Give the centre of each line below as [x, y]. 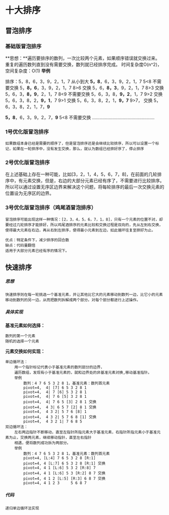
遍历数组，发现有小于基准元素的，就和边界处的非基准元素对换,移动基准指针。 [83, 373]
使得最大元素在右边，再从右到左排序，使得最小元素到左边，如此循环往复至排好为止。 [80, 230]
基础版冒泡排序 [23, 46]
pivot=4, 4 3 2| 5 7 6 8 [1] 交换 [60, 417]
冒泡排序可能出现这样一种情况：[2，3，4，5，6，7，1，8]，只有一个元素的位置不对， [82, 219]
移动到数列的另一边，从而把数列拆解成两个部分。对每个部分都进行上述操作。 [73, 300]
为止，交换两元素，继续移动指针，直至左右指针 [50, 438]
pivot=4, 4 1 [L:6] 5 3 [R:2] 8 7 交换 [65, 473]
